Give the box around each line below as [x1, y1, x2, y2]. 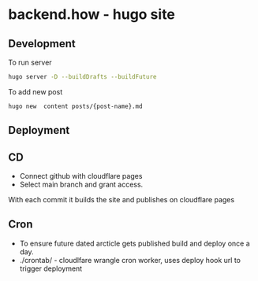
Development [8, 37, 77, 50]
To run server [8, 57, 53, 67]
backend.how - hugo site [8, 6, 176, 24]
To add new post [8, 87, 63, 96]
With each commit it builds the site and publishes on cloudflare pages [8, 195, 235, 205]
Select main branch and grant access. [19, 179, 144, 190]
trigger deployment [19, 264, 83, 273]
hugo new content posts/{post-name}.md [8, 102, 144, 110]
